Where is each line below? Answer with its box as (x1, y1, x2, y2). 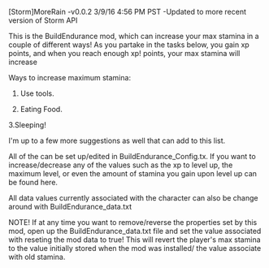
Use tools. (20, 89, 54, 98)
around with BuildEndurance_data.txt (8, 202, 132, 211)
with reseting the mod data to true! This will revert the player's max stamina (8, 235, 262, 244)
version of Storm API (8, 15, 78, 25)
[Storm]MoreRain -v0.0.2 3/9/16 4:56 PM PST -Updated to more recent (8, 7, 246, 16)
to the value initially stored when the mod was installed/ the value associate (8, 244, 262, 253)
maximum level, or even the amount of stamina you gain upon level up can (8, 169, 258, 178)
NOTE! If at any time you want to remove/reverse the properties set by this (8, 218, 258, 227)
